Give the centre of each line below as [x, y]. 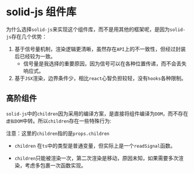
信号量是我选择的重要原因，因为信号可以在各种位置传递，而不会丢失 [105, 63]
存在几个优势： [29, 36]
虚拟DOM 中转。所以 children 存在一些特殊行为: [59, 121]
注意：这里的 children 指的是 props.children [58, 133]
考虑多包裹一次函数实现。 [55, 165]
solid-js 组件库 [41, 12]
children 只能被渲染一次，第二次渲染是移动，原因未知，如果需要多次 [96, 158]
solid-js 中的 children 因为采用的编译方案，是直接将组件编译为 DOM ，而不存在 [97, 113]
